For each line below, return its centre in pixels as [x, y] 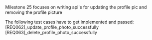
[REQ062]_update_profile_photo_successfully [52, 27]
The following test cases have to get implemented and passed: [70, 22]
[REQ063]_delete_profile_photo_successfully [51, 32]
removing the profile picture [34, 12]
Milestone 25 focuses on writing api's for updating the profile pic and [76, 7]
